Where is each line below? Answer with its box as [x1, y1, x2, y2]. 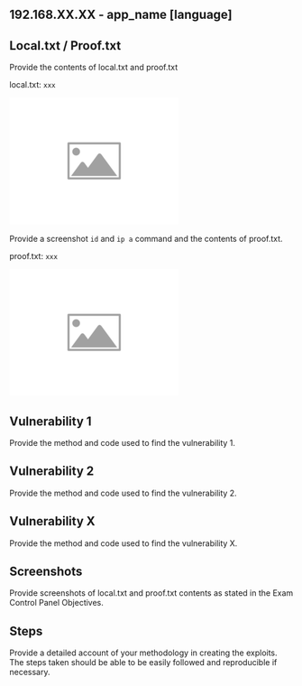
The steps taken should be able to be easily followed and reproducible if [9, 657, 278, 668]
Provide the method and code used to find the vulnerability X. [9, 537, 238, 549]
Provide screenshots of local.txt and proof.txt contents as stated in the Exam [9, 588, 294, 598]
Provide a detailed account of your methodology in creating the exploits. [9, 647, 278, 658]
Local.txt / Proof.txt [9, 38, 122, 53]
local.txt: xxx [9, 79, 56, 90]
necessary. [9, 667, 51, 678]
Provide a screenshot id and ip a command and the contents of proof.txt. [9, 234, 283, 245]
